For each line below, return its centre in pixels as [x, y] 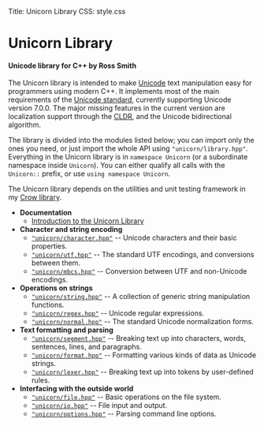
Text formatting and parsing [67, 330]
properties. [49, 246]
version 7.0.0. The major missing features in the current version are [117, 108]
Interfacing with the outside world [76, 389]
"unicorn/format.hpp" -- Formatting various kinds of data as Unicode [144, 355]
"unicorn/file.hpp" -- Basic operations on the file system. [126, 397]
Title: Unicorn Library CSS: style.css [67, 11]
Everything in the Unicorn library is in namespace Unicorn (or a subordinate [128, 157]
